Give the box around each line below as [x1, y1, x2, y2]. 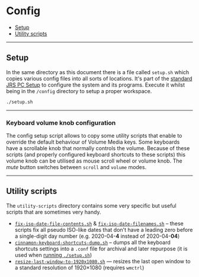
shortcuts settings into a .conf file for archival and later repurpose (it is [14, 245, 188, 252]
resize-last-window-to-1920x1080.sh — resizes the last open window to [14, 257, 191, 265]
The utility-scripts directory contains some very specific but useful [6, 202, 176, 209]
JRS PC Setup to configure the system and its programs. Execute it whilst [6, 81, 185, 88]
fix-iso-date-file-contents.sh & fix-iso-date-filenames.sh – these [14, 219, 184, 227]
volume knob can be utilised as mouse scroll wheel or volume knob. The [6, 157, 182, 164]
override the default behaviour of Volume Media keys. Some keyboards [6, 138, 180, 145]
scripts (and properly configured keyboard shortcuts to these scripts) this [6, 151, 185, 158]
